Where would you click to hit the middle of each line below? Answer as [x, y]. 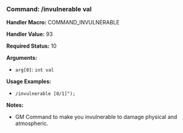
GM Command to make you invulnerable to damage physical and [96, 117]
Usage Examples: [29, 82]
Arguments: [22, 58]
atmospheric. [32, 123]
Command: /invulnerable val [49, 9]
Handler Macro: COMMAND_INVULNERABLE [63, 23]
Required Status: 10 [31, 46]
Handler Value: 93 [29, 34]
